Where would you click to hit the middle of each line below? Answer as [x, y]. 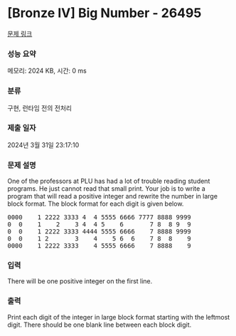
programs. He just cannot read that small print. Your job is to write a [107, 189]
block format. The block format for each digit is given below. [96, 204]
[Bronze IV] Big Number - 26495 [104, 13]
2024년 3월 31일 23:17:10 [43, 145]
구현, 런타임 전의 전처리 [40, 107]
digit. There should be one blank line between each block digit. [100, 325]
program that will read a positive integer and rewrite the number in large [113, 196]
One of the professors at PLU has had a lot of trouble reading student [109, 181]
